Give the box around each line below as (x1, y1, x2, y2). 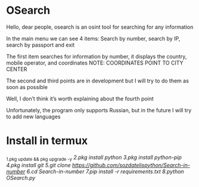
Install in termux (6, 134, 88, 148)
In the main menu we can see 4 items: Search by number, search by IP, (6, 35, 181, 42)
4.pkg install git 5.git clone (6, 161, 71, 168)
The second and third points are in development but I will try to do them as (6, 77, 189, 84)
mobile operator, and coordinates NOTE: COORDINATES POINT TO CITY (6, 59, 184, 66)
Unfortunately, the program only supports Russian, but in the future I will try (6, 106, 192, 114)
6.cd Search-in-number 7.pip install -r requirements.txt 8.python (26, 168, 185, 175)
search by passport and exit (6, 41, 75, 48)
